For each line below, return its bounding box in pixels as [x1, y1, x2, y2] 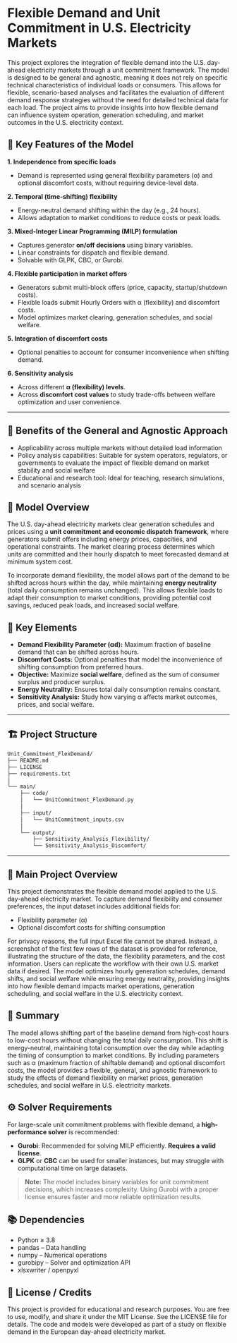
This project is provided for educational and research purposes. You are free [7, 1305, 230, 1313]
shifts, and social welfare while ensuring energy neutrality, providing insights [7, 974, 230, 983]
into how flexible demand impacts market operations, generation [7, 982, 195, 990]
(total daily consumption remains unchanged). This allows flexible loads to [7, 586, 223, 595]
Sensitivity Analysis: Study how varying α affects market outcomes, [17, 693, 218, 701]
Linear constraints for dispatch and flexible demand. [17, 248, 169, 257]
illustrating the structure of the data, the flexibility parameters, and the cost [7, 952, 226, 960]
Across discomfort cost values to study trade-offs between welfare [17, 390, 216, 399]
